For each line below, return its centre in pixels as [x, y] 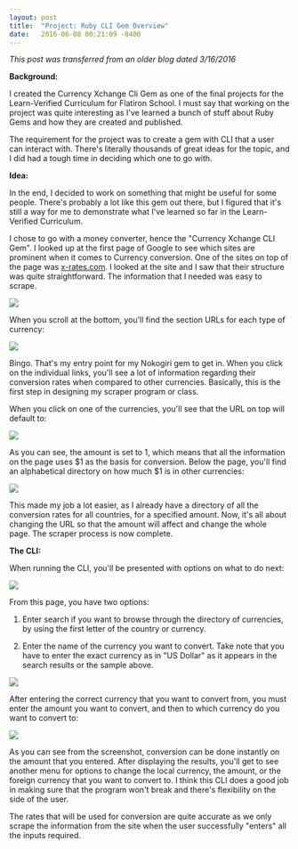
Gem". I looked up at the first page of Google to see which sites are [132, 248]
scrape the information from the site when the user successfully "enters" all [148, 826]
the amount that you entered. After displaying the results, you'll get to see [144, 762]
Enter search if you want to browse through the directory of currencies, [153, 619]
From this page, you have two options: [79, 602]
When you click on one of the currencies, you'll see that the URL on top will [147, 409]
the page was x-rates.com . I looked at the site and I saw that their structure [147, 267]
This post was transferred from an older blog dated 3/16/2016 [123, 60]
